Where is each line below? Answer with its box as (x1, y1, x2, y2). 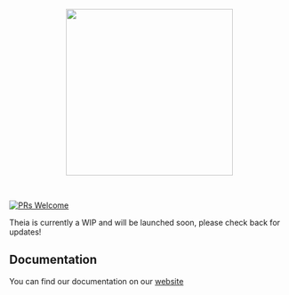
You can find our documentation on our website (9, 275, 184, 286)
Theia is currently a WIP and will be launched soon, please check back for (9, 218, 281, 227)
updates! (9, 227, 42, 237)
